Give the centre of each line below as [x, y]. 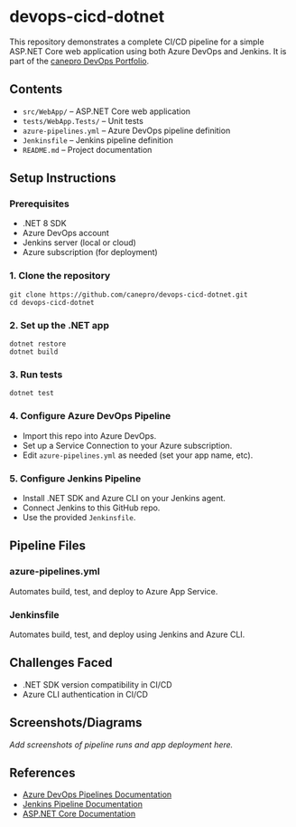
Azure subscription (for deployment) [90, 252]
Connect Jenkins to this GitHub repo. [91, 508]
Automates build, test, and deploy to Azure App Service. [114, 591]
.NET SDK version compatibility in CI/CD [97, 684]
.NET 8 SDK [44, 223]
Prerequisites [39, 204]
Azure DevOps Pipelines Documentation [97, 794]
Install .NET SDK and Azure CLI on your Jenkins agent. [124, 498]
